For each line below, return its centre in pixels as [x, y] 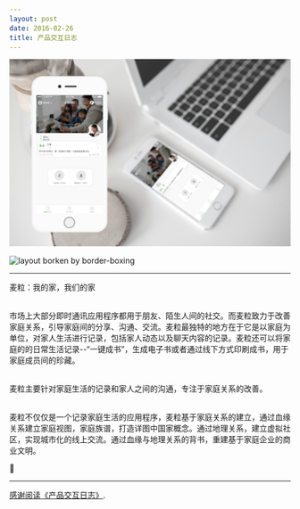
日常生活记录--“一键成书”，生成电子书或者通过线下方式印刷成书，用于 [161, 349]
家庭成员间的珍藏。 [45, 360]
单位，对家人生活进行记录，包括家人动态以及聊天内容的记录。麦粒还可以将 [146, 338]
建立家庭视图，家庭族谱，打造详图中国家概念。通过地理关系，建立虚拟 [154, 429]
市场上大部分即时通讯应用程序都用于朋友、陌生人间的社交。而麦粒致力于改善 [150, 316]
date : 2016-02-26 [42, 28]
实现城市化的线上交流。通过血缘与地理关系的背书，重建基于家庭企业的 [154, 439]
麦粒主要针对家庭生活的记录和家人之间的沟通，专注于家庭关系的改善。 [138, 389]
